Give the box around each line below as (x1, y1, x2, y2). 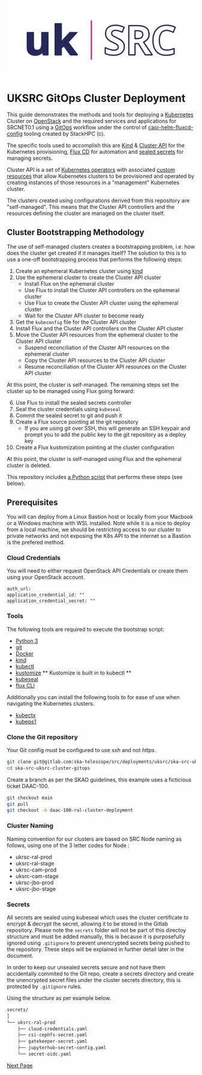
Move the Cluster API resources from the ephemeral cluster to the (15, 331, 179, 339)
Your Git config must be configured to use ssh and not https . (7, 746, 156, 753)
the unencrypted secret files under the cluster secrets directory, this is (7, 976, 181, 983)
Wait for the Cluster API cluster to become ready (24, 312, 144, 319)
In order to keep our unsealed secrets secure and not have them (7, 963, 165, 971)
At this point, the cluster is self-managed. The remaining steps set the (7, 381, 179, 388)
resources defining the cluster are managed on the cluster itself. (7, 209, 165, 217)
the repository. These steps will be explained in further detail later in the (7, 945, 185, 953)
